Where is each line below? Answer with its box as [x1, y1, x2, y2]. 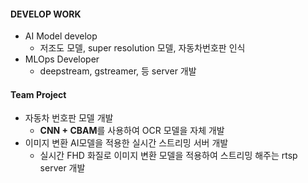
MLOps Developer [24, 53, 100, 65]
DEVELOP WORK [10, 8, 82, 20]
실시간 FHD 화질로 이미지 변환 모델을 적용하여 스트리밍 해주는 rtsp [39, 150, 298, 162]
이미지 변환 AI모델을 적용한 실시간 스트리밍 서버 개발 [24, 137, 229, 149]
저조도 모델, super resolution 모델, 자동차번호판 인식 [39, 42, 246, 54]
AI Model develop [24, 30, 98, 42]
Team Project [10, 88, 67, 100]
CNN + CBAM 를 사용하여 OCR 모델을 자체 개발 [39, 125, 225, 137]
